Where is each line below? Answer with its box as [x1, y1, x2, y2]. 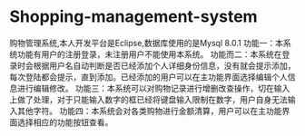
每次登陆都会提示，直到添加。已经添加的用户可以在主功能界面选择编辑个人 [9, 71, 288, 83]
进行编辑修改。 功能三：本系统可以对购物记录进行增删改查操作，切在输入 [16, 83, 290, 93]
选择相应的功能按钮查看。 [16, 116, 113, 128]
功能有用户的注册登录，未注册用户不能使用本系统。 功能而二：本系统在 [16, 48, 282, 60]
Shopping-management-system [9, 6, 258, 27]
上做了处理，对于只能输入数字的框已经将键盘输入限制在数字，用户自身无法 [9, 93, 288, 105]
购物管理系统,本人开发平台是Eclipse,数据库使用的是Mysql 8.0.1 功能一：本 [9, 37, 284, 48]
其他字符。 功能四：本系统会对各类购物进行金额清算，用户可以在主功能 [16, 105, 282, 116]
